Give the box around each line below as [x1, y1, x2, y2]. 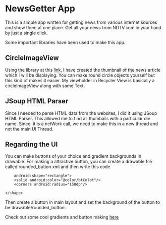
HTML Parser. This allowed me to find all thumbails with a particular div [5, 115, 150, 121]
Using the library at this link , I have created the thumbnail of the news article [5, 67, 161, 73]
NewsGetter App [5, 3, 75, 14]
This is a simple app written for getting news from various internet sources [5, 19, 158, 25]
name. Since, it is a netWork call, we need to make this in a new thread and [5, 121, 158, 127]
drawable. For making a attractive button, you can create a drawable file [5, 159, 152, 165]
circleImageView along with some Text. [5, 83, 85, 89]
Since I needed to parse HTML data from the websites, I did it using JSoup [5, 110, 157, 116]
